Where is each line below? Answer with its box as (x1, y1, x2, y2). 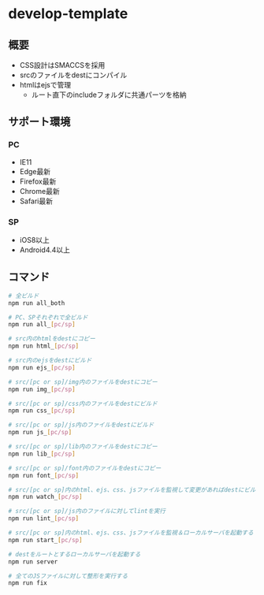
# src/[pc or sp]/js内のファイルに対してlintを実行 (8, 508, 165, 515)
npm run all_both (8, 299, 65, 307)
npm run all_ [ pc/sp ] (8, 321, 76, 329)
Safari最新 (19, 196, 54, 206)
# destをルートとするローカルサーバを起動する (8, 550, 141, 558)
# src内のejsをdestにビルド (8, 356, 92, 365)
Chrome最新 (19, 186, 61, 195)
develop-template (8, 5, 128, 23)
